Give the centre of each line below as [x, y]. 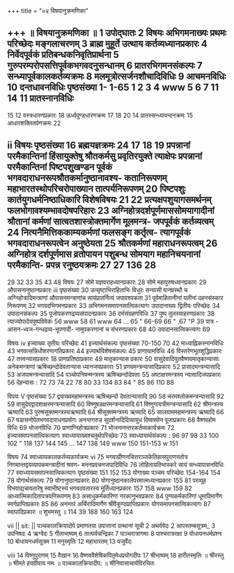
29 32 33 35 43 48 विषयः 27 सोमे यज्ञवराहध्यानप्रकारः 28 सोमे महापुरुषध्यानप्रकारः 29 [107, 282]
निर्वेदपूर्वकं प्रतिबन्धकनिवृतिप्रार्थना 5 [63, 55]
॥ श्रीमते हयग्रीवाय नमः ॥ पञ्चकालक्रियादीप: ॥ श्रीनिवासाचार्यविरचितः [81, 563]
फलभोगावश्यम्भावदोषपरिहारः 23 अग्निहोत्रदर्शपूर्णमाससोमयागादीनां [111, 211]
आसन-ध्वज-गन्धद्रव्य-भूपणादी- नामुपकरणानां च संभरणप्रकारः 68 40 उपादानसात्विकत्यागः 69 [109, 329]
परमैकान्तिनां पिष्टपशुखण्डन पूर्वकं [60, 167]
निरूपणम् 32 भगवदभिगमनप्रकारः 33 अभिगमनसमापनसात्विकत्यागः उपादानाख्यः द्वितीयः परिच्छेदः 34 [114, 305]
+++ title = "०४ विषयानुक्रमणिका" [48, 11]
